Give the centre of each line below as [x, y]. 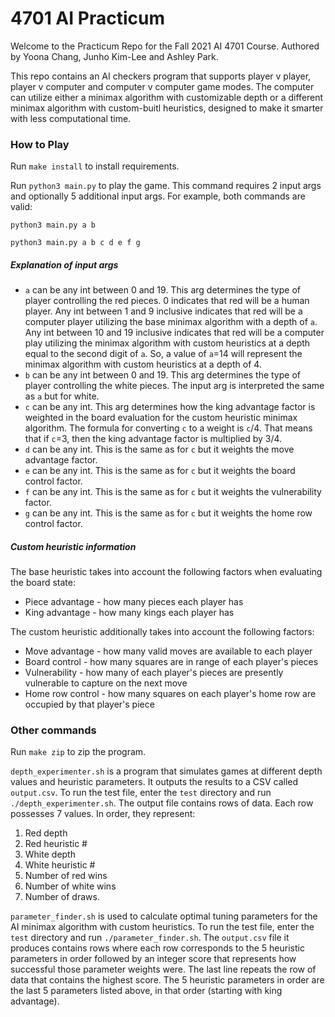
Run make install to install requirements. [95, 166]
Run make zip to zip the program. [78, 752]
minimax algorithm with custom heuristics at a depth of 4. [143, 364]
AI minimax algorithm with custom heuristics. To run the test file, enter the [162, 927]
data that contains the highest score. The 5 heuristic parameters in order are [167, 980]
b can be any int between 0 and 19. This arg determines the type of [162, 375]
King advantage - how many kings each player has [129, 613]
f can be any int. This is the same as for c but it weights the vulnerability [173, 492]
